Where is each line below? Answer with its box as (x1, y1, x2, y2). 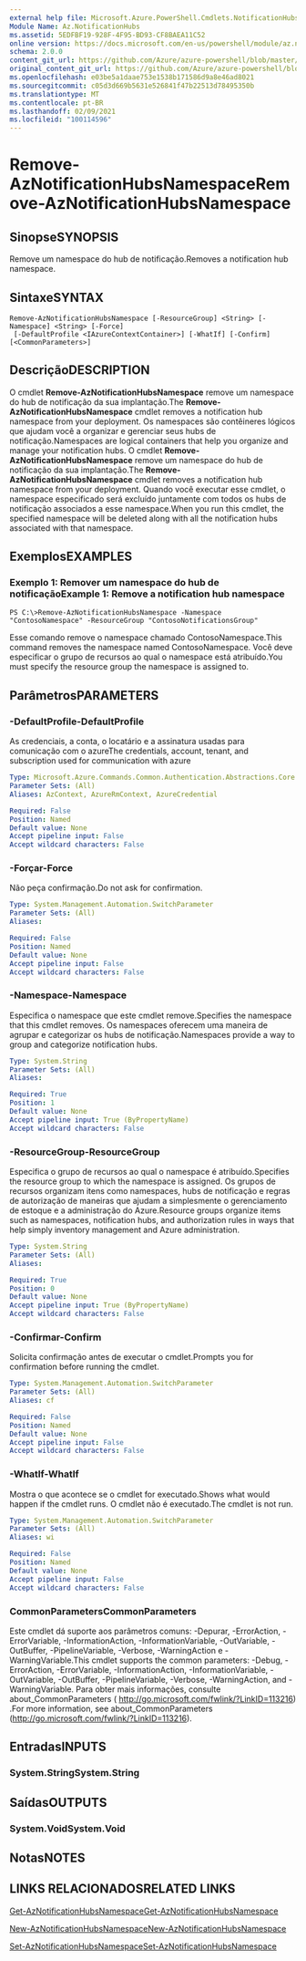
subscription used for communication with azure (9, 755, 191, 766)
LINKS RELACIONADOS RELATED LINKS (9, 1881, 236, 1897)
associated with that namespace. (9, 522, 134, 534)
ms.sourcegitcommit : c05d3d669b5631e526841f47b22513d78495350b (9, 81, 255, 90)
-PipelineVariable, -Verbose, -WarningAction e (49, 1645, 223, 1655)
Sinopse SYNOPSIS (9, 229, 119, 244)
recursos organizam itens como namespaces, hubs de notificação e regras (9, 1186, 291, 1197)
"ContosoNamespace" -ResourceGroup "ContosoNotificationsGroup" (9, 617, 259, 626)
